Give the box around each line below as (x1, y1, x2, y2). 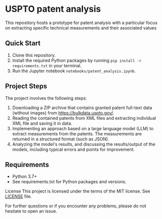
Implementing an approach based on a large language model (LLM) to (12, 125, 154, 131)
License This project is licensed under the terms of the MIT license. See (5, 188, 151, 194)
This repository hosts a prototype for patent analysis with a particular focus (5, 20, 158, 26)
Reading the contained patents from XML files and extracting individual (12, 115, 156, 121)
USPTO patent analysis (5, 3, 101, 15)
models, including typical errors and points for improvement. (12, 146, 135, 152)
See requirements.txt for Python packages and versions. (12, 179, 127, 185)
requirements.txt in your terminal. (12, 62, 82, 68)
